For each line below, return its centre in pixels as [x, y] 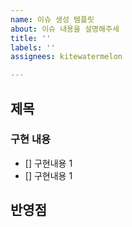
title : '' [31, 38]
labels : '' [33, 47]
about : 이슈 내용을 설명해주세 [65, 29]
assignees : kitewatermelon [66, 57]
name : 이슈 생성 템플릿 [52, 19]
